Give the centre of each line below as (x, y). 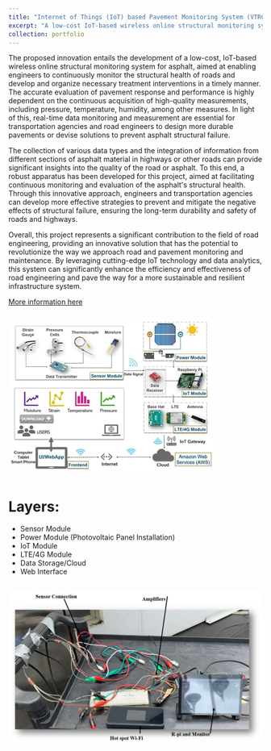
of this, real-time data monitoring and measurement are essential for (122, 118)
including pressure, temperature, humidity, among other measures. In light (131, 110)
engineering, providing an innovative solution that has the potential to (123, 244)
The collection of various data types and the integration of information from (134, 151)
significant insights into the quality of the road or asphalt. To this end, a (126, 168)
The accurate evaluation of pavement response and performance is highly (131, 92)
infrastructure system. (45, 286)
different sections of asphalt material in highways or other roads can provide (135, 159)
